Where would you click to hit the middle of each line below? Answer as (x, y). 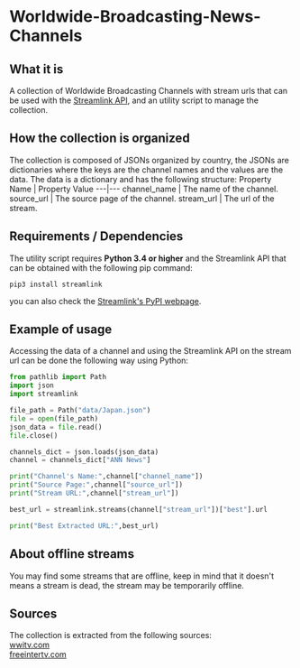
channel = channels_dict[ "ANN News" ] (80, 460)
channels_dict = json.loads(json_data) (84, 452)
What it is (36, 69)
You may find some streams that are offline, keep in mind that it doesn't (142, 576)
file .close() (34, 435)
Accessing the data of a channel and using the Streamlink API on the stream (150, 351)
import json (32, 385)
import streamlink (44, 394)
